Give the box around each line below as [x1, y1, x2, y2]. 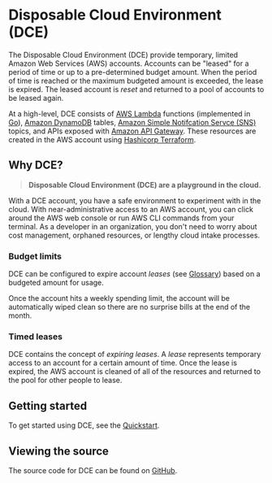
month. [8, 311, 32, 320]
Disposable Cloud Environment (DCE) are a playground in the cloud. [28, 180, 261, 189]
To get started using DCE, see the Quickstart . [8, 420, 160, 430]
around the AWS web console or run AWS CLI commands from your [8, 213, 235, 223]
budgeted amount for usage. [8, 278, 104, 288]
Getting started [8, 398, 88, 412]
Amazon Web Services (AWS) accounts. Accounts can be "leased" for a [8, 59, 249, 68]
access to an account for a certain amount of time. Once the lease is [8, 358, 238, 368]
